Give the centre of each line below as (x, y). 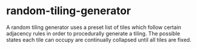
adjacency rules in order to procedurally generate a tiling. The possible (93, 33)
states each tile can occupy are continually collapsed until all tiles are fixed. (99, 40)
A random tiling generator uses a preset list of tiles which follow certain (94, 27)
